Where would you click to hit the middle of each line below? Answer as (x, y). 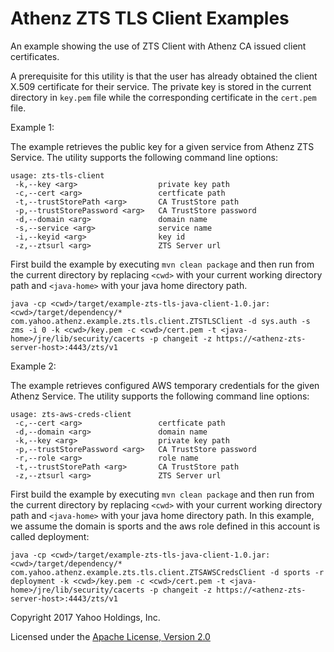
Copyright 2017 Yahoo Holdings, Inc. (85, 617)
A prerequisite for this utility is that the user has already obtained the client (164, 76)
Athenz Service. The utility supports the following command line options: (160, 396)
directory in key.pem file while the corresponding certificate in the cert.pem (163, 97)
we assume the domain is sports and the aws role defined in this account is (165, 526)
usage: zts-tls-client (57, 175)
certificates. (35, 56)
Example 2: (33, 366)
